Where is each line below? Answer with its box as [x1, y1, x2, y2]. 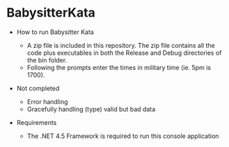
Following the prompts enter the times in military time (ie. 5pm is [26, 63, 212, 71]
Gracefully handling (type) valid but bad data [26, 105, 156, 113]
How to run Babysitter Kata [16, 28, 95, 36]
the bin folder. [26, 55, 68, 64]
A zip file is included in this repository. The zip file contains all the [26, 41, 215, 49]
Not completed [16, 84, 60, 92]
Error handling [26, 97, 68, 105]
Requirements [16, 118, 57, 126]
